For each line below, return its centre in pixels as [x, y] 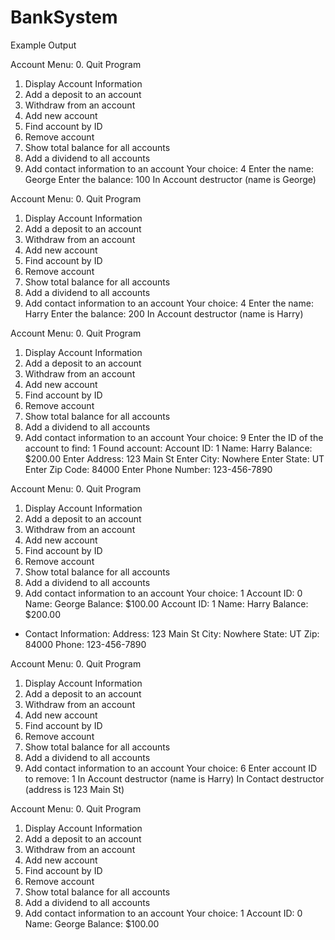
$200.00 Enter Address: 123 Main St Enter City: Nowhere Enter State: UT [174, 458]
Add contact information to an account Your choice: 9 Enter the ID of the [174, 437]
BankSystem [64, 17]
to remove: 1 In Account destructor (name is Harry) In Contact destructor [174, 778]
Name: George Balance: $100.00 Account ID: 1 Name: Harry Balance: [166, 603]
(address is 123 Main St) [74, 789]
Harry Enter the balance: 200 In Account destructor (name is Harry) [164, 313]
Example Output [43, 45]
